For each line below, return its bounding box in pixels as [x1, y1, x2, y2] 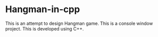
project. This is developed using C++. [5, 25, 84, 31]
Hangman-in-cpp [5, 4, 80, 15]
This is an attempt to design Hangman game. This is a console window [5, 20, 153, 26]
